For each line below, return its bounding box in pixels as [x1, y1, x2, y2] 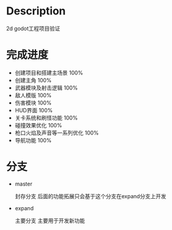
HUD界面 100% [14, 106, 53, 113]
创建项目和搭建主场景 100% [14, 69, 83, 76]
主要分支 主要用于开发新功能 [14, 217, 85, 224]
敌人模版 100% [14, 91, 52, 98]
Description [6, 4, 66, 18]
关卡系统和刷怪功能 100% [14, 114, 78, 121]
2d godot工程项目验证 [6, 25, 61, 32]
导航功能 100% [14, 136, 52, 144]
